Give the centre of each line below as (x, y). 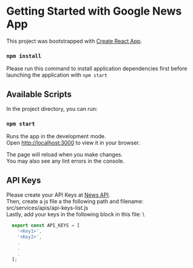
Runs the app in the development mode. (56, 136)
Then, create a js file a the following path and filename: (75, 202)
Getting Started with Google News (94, 11)
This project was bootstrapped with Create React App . (74, 41)
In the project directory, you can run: (52, 109)
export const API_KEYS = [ (46, 226)
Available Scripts (39, 94)
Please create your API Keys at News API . (58, 195)
